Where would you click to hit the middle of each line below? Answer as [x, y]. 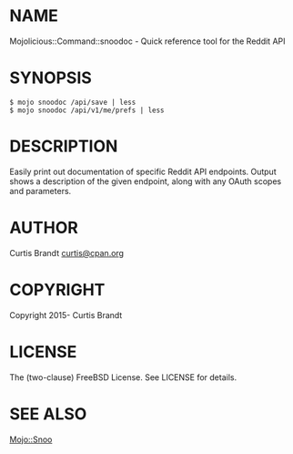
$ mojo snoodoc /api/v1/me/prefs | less [87, 110]
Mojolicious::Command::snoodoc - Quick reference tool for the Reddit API [147, 41]
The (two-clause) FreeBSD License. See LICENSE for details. [123, 377]
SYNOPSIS [51, 78]
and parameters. [40, 191]
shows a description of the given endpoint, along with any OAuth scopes [146, 181]
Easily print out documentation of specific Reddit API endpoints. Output [143, 171]
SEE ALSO [48, 413]
